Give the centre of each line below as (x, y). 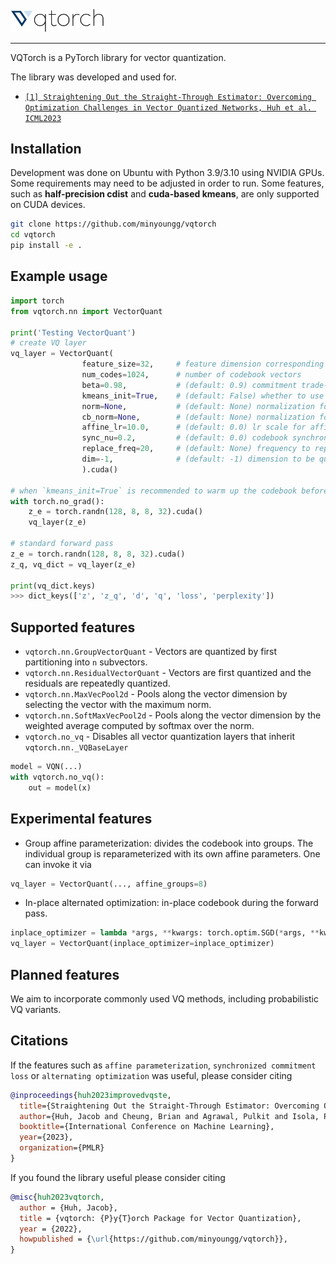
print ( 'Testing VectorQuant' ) (73, 332)
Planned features (65, 974)
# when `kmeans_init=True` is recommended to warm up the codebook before (169, 491)
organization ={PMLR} (62, 1148)
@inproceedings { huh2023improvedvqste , (91, 1095)
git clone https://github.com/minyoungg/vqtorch (113, 224)
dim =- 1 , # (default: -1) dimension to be (198, 459)
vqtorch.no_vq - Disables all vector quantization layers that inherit (160, 737)
